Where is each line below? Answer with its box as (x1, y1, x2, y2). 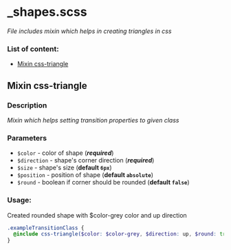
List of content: (7, 44, 60, 54)
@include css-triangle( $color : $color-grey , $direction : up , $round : (13, 231, 217, 238)
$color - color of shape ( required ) (16, 149, 114, 157)
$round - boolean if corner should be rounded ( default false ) (16, 178, 190, 187)
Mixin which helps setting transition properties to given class (7, 116, 179, 124)
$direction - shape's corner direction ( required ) (16, 156, 155, 165)
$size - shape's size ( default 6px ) (16, 163, 112, 172)
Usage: (7, 196, 32, 205)
